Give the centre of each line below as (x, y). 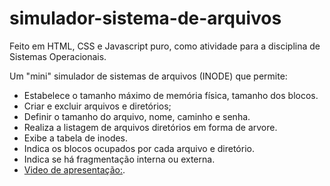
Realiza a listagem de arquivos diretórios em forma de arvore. (150, 127)
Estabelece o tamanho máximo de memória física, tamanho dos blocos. (171, 95)
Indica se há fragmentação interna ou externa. (119, 159)
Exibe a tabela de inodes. (76, 138)
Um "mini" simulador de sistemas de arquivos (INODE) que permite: (148, 76)
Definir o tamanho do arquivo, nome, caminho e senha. (137, 116)
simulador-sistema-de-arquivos (145, 18)
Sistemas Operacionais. (58, 56)
